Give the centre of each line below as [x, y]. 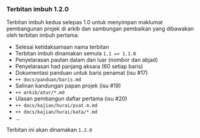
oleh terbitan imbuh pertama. [43, 35]
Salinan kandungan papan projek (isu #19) [68, 86]
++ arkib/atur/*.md [40, 93]
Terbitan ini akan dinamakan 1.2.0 [49, 130]
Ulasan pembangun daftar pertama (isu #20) [71, 98]
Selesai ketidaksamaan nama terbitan [62, 47]
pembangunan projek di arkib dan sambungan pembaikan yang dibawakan [100, 29]
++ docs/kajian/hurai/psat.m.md [56, 106]
